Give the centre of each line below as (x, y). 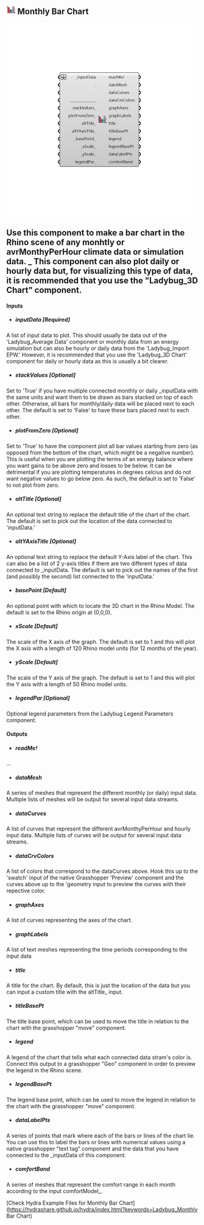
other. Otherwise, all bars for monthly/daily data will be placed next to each (100, 404)
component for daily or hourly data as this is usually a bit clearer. (87, 361)
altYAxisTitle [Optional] (45, 541)
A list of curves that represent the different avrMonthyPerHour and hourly (98, 829)
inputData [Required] (43, 320)
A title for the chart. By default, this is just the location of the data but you (98, 985)
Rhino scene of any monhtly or (65, 242)
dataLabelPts (33, 1120)
